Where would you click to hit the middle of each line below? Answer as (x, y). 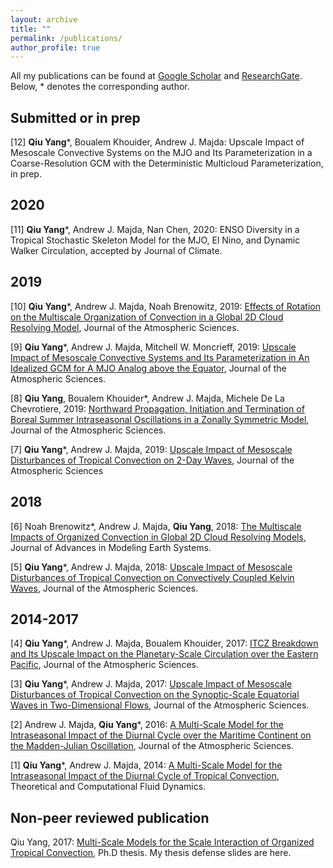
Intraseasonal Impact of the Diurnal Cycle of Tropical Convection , (145, 776)
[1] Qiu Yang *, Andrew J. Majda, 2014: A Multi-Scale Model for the (146, 765)
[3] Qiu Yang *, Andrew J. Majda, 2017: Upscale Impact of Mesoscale (151, 684)
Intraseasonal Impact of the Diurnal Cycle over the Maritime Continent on (161, 735)
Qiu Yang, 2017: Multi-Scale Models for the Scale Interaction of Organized (162, 842)
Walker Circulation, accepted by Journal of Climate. (116, 250)
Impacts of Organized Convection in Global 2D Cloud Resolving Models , (158, 537)
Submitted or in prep (75, 117)
